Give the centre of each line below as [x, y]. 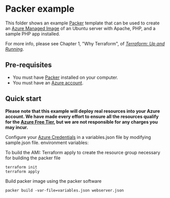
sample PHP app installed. [33, 34]
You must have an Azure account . [48, 82]
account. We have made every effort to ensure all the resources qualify [82, 116]
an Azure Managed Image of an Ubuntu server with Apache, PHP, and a [80, 28]
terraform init [21, 167]
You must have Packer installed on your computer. [65, 77]
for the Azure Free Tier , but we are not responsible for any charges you [82, 122]
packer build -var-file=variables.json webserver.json [65, 190]
